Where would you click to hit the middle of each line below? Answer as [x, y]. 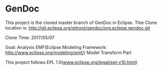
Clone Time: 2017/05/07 [30, 37]
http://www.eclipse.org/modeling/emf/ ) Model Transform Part [68, 52]
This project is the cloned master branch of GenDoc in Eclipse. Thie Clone [81, 22]
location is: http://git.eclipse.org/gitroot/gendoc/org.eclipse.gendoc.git [78, 27]
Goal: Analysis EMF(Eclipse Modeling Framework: [56, 47]
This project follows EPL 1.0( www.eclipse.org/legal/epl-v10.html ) [71, 62]
